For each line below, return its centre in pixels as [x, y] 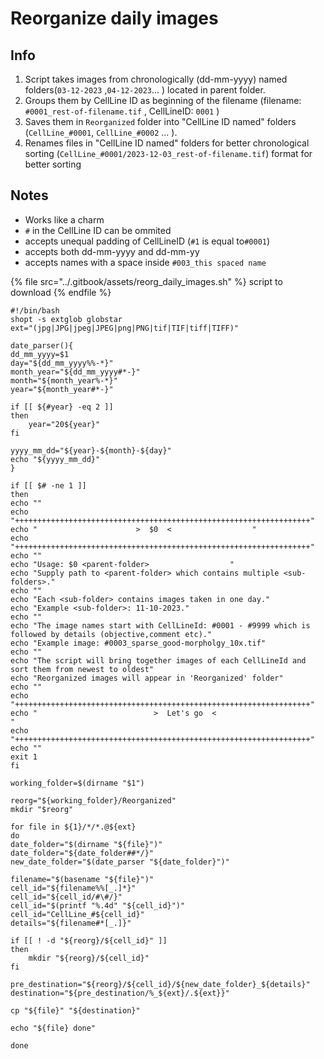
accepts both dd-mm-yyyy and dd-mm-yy [112, 251]
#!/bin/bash [35, 310]
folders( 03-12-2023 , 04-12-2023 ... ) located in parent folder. [145, 90]
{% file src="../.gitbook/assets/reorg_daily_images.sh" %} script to [146, 281]
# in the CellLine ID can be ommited [98, 230]
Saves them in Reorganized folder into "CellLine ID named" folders [160, 121]
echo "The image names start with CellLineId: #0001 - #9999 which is [160, 625]
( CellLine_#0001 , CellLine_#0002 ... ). [101, 132]
